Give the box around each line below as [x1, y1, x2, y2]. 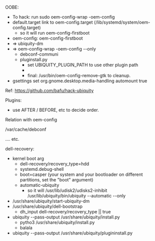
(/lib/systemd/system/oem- [94, 20, 150, 25]
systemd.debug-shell [19, 166, 64, 172]
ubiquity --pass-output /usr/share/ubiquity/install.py [12, 214, 120, 220]
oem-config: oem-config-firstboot [12, 35, 83, 41]
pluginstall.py [19, 57, 47, 62]
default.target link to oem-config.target [12, 20, 93, 25]
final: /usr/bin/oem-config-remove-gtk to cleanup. [27, 73, 131, 78]
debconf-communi [19, 51, 58, 57]
